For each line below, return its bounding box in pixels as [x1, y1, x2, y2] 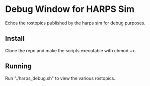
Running [5, 62, 32, 71]
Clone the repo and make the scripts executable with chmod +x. [5, 47, 137, 53]
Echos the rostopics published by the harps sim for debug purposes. [5, 20, 146, 26]
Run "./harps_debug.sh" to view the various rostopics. [5, 75, 116, 81]
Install [5, 34, 25, 43]
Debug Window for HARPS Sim [5, 3, 135, 15]
